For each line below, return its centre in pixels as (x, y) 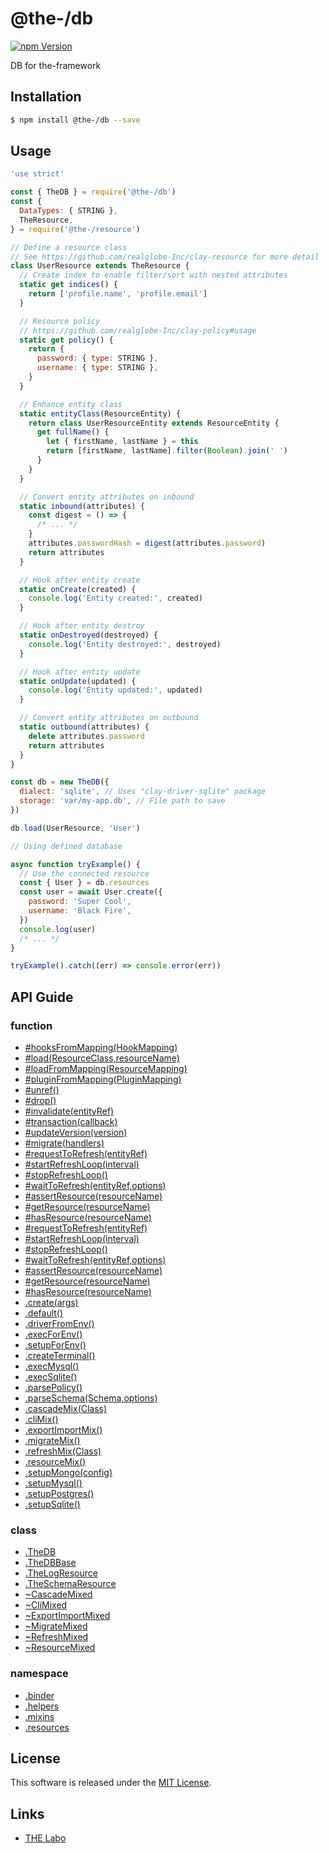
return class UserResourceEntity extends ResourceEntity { (154, 423)
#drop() (40, 1100)
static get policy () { (66, 340)
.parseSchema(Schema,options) (91, 1398)
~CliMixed (46, 1605)
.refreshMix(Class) (63, 1451)
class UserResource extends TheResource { (100, 266)
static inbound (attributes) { (82, 506)
